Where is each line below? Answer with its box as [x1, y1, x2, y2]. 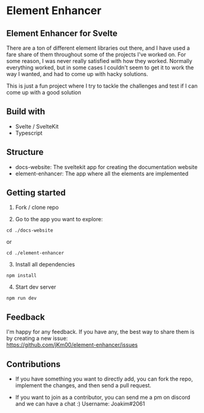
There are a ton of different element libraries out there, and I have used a [6, 44, 190, 51]
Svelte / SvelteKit [15, 123, 59, 130]
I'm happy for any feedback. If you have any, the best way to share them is [6, 328, 195, 336]
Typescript [15, 129, 43, 137]
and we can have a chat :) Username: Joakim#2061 [15, 400, 145, 407]
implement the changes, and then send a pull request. [15, 382, 152, 389]
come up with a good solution [6, 89, 81, 96]
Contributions [6, 359, 61, 369]
